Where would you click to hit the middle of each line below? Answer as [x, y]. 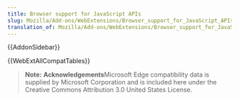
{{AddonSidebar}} [34, 48]
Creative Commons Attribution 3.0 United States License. [108, 90]
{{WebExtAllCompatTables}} [49, 61]
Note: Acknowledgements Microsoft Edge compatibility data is [117, 74]
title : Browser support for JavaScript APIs [74, 14]
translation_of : [31, 27]
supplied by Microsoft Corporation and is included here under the [121, 82]
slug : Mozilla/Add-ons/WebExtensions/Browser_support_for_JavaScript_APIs [121, 21]
